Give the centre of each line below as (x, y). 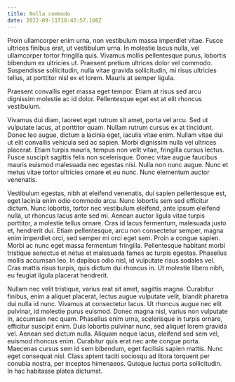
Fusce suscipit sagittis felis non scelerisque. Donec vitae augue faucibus (112, 157)
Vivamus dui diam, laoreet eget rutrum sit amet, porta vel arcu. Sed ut (108, 119)
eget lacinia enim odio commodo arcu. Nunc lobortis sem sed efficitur (108, 200)
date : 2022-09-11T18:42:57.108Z (54, 20)
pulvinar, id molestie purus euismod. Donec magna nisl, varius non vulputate (117, 311)
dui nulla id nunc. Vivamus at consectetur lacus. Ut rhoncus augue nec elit (115, 303)
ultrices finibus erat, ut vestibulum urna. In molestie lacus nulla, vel (103, 48)
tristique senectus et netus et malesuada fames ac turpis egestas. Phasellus (117, 253)
